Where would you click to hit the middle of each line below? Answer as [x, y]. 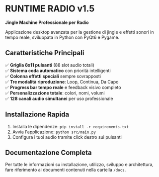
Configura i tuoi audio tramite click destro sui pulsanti [67, 137]
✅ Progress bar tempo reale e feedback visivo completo [63, 87]
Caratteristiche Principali [45, 53]
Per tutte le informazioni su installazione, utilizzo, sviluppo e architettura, [79, 165]
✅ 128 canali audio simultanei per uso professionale [59, 98]
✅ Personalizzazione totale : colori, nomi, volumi [55, 93]
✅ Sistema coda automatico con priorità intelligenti [58, 71]
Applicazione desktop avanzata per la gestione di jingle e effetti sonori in [79, 32]
